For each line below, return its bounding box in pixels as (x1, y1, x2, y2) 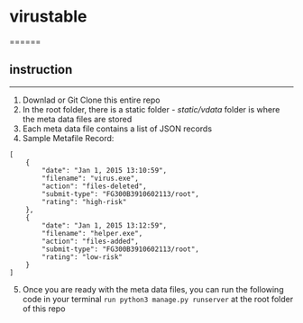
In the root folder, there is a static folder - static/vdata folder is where (22, 103, 280, 114)
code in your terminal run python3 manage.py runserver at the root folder (22, 293, 294, 304)
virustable (9, 6, 87, 27)
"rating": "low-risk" (41, 252, 124, 262)
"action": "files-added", (41, 237, 140, 246)
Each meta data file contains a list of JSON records (22, 123, 213, 134)
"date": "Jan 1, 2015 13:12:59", (41, 220, 168, 230)
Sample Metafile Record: (22, 132, 115, 143)
